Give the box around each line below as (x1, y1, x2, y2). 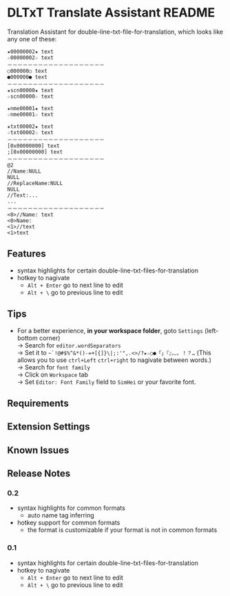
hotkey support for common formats (17, 518, 121, 527)
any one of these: (7, 34, 57, 43)
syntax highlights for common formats (17, 504, 125, 512)
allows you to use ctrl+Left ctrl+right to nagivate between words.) (17, 356, 212, 364)
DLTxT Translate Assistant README (7, 5, 216, 21)
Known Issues (7, 444, 70, 456)
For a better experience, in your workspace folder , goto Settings (17, 326, 203, 334)
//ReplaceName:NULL (7, 180, 63, 187)
